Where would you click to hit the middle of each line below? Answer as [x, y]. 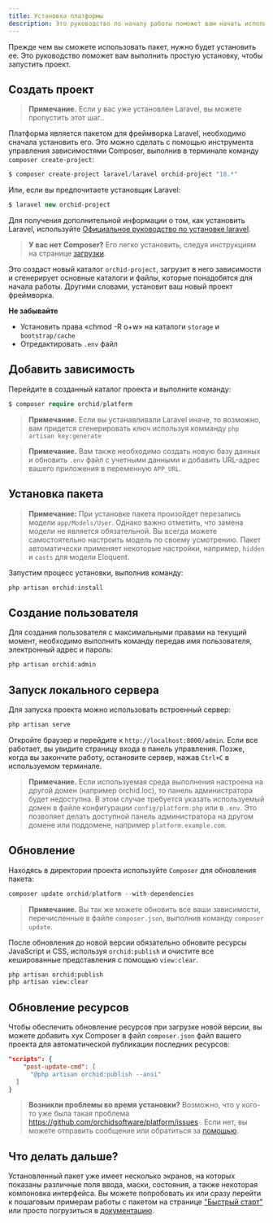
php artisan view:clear [49, 982]
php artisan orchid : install [56, 587]
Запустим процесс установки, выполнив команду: [96, 572]
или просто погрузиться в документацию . [81, 1211]
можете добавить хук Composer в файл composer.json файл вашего [125, 1036]
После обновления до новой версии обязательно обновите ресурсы [128, 942]
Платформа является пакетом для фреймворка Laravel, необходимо [127, 133]
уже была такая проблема [84, 1114]
